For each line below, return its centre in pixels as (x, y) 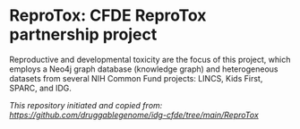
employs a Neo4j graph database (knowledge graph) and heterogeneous (144, 69)
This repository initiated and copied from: (86, 105)
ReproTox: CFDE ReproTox (108, 16)
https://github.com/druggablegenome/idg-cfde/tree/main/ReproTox (134, 115)
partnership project (83, 34)
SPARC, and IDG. (40, 88)
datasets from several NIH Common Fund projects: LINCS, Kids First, (136, 78)
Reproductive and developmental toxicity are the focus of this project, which (150, 59)
